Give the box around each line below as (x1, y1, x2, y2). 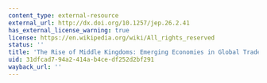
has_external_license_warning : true (8, 26, 130, 34)
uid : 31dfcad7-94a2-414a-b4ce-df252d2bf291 (8, 56, 155, 64)
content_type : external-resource (8, 11, 119, 20)
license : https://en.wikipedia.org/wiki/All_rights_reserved (8, 33, 215, 42)
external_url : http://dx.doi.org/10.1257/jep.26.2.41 (8, 19, 191, 27)
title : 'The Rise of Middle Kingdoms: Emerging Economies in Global (8, 48, 240, 56)
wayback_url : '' (8, 63, 62, 71)
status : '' (8, 41, 44, 49)
